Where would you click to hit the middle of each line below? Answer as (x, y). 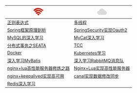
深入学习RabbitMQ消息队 (99, 61)
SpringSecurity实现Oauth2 (101, 30)
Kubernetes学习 (90, 53)
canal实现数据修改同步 (97, 76)
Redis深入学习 (21, 83)
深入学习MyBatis (24, 61)
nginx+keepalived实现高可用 (36, 76)
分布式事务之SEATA (27, 45)
